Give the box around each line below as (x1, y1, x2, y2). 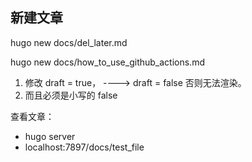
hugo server (24, 130, 76, 142)
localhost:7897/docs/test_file (24, 141, 145, 153)
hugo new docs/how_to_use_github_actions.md (10, 56, 205, 68)
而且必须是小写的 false (24, 89, 118, 101)
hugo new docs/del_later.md (10, 36, 128, 48)
